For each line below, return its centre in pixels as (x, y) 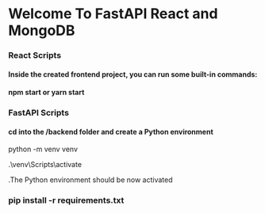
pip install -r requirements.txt (66, 200)
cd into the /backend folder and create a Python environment (111, 131)
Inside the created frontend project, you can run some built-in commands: (133, 74)
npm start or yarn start (46, 93)
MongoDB (42, 30)
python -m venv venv (43, 149)
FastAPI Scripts (39, 113)
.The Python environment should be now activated (90, 180)
